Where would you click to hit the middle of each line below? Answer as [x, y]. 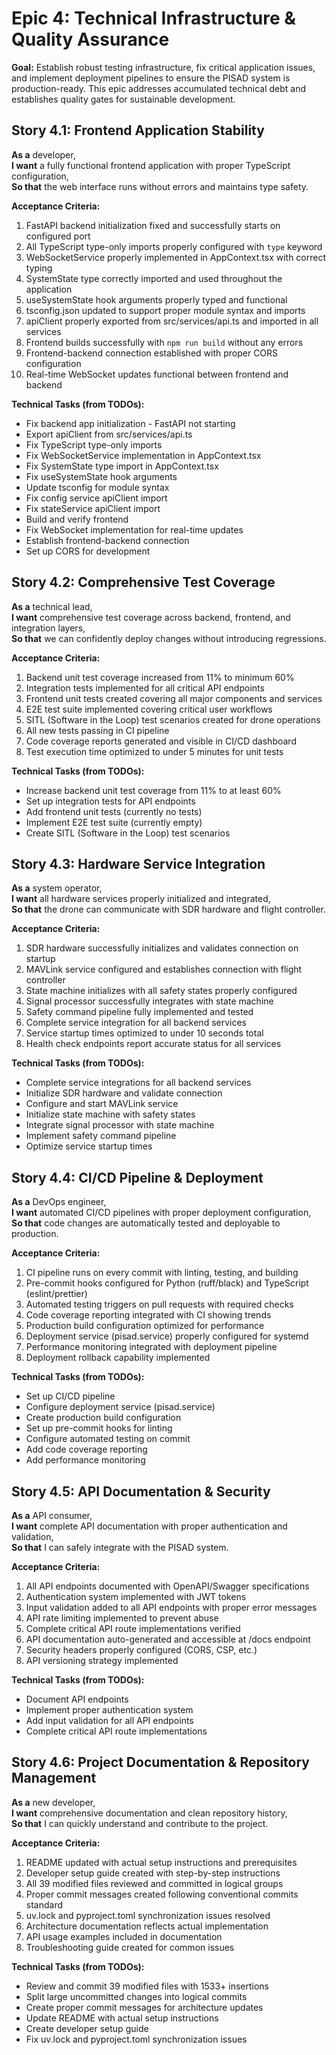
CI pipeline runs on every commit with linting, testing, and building [162, 1273]
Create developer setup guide [87, 2028]
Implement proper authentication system [109, 1710]
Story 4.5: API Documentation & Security [141, 1491]
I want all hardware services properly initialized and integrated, [141, 899]
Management [54, 1778]
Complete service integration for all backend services [136, 1023]
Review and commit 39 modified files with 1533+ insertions [147, 1986]
